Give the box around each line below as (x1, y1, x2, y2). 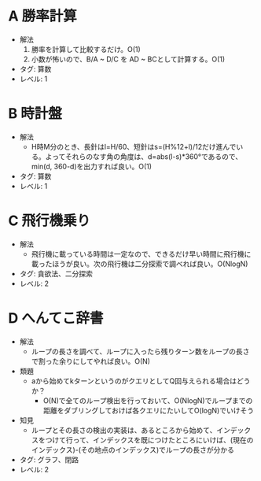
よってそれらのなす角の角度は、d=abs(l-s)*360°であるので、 (45, 151, 242, 161)
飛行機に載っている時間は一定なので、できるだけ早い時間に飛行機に (31, 249, 252, 258)
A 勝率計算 (8, 7, 77, 25)
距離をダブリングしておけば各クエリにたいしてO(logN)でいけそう (42, 405, 254, 415)
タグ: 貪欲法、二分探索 (19, 268, 93, 278)
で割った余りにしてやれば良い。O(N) (31, 356, 151, 366)
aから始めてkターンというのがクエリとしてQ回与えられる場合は (31, 376, 237, 386)
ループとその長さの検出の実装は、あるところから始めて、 (31, 425, 217, 435)
